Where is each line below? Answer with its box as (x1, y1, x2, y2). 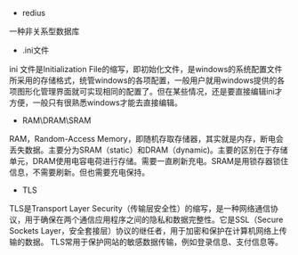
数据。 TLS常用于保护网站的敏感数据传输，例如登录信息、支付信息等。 (24, 236, 283, 247)
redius (21, 8, 46, 18)
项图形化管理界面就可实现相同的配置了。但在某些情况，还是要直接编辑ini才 (9, 86, 283, 96)
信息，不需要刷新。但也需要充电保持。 (9, 167, 149, 177)
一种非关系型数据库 (9, 26, 80, 37)
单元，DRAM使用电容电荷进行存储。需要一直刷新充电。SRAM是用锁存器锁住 (9, 156, 289, 166)
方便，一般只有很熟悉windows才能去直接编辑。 (9, 97, 182, 108)
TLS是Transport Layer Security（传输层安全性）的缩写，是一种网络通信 (9, 203, 271, 213)
